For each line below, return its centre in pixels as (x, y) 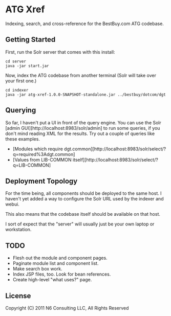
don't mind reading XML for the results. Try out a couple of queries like (80, 133)
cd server (16, 61)
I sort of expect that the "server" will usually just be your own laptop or (80, 224)
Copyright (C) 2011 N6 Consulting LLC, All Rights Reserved (67, 308)
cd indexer (17, 90)
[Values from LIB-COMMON (42, 160)
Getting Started (30, 40)
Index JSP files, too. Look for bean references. (62, 274)
